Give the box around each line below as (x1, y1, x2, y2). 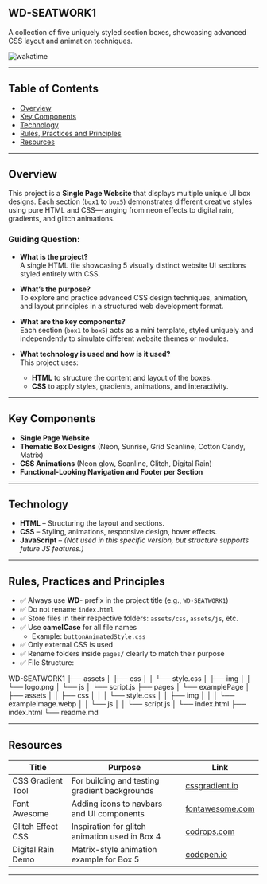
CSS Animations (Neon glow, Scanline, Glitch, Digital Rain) (19, 458, 212, 468)
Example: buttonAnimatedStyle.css (31, 632, 146, 641)
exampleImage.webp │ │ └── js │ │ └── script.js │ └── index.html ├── (8, 699, 246, 709)
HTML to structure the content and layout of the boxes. (31, 373, 213, 382)
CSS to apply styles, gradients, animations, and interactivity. (31, 381, 229, 391)
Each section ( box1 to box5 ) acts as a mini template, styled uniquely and (19, 325, 253, 334)
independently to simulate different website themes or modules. (19, 334, 229, 343)
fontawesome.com (185, 803, 255, 814)
